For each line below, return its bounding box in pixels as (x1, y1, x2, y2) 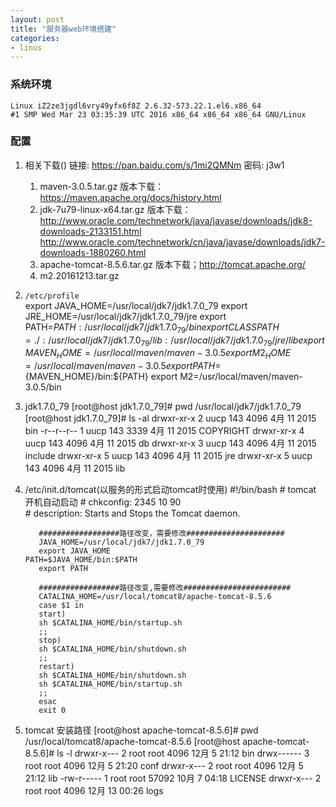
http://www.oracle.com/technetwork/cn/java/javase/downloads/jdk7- (39, 236, 326, 248)
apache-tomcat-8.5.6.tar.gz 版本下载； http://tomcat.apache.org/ (39, 258, 306, 270)
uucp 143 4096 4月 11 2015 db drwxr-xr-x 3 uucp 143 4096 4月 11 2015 (24, 437, 317, 450)
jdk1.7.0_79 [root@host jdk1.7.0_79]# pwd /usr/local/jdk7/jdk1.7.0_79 (24, 401, 302, 413)
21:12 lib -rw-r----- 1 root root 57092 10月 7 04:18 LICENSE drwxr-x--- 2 (24, 772, 322, 785)
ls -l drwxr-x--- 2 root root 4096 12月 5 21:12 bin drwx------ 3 (56, 747, 310, 760)
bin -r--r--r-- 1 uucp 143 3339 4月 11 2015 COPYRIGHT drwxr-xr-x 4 (24, 425, 305, 437)
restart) (38, 662, 75, 672)
